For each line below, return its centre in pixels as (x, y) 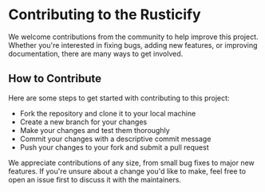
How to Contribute (55, 78)
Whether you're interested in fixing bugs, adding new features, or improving (133, 45)
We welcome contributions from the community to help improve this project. (133, 37)
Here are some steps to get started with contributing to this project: (119, 98)
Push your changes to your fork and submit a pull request (114, 147)
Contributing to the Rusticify (105, 15)
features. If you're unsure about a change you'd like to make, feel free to (127, 171)
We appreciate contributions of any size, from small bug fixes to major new (132, 163)
